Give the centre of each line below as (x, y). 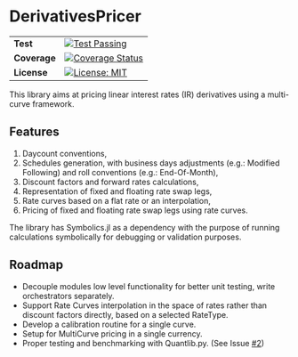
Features (34, 132)
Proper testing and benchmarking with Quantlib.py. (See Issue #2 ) (143, 343)
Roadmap (36, 265)
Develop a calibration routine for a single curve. (109, 324)
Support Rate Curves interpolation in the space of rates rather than (145, 305)
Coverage (35, 58)
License (31, 72)
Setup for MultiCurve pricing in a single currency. (112, 333)
